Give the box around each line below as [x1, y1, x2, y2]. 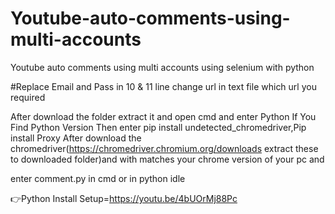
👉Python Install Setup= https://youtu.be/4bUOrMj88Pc [10, 192, 238, 204]
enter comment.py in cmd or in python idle [10, 172, 186, 184]
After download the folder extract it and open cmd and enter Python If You [10, 110, 317, 122]
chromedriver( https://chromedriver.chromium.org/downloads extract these [10, 142, 319, 154]
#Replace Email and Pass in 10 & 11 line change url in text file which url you [10, 80, 317, 92]
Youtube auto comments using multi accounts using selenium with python [10, 61, 315, 73]
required [10, 91, 46, 103]
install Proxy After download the [10, 132, 142, 144]
